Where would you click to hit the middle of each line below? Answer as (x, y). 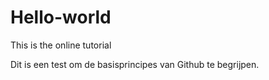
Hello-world (61, 17)
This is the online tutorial (61, 45)
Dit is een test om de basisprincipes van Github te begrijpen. (135, 64)
